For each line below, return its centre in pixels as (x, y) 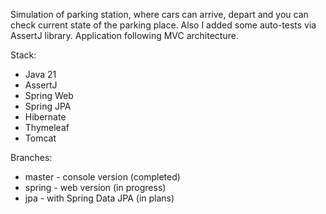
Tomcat (40, 138)
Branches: (31, 157)
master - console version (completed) (102, 177)
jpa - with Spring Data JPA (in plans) (99, 198)
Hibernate (45, 117)
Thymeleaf (47, 127)
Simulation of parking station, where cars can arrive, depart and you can (159, 14)
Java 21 (40, 74)
